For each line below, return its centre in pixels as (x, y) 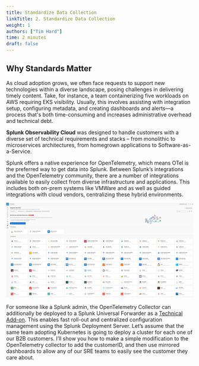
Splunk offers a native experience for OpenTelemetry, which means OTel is (97, 163)
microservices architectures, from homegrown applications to (82, 145)
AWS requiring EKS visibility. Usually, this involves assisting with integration (99, 102)
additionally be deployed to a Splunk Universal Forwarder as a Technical (94, 313)
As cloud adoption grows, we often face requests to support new (86, 83)
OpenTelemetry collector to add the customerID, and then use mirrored (93, 345)
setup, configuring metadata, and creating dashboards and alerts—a (90, 108)
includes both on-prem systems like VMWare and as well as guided (89, 188)
